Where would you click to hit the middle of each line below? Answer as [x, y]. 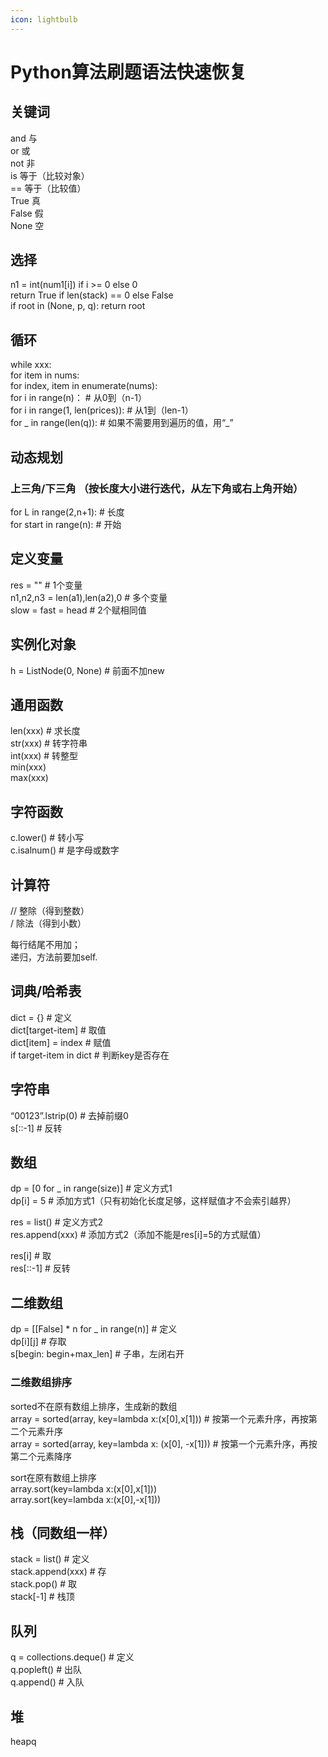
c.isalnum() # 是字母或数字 [65, 850]
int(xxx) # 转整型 [44, 756]
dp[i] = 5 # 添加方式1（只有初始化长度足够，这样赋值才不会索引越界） [153, 1201]
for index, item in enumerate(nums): [84, 386]
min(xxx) [28, 767]
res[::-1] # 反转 [40, 1268]
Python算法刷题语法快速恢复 [128, 72]
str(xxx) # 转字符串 [49, 743]
